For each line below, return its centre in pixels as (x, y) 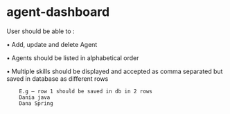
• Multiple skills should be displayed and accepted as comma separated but (115, 71)
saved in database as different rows (57, 78)
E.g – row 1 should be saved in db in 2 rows (86, 91)
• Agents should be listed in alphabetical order (73, 58)
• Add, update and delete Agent (52, 44)
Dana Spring (36, 103)
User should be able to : (41, 31)
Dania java (35, 97)
